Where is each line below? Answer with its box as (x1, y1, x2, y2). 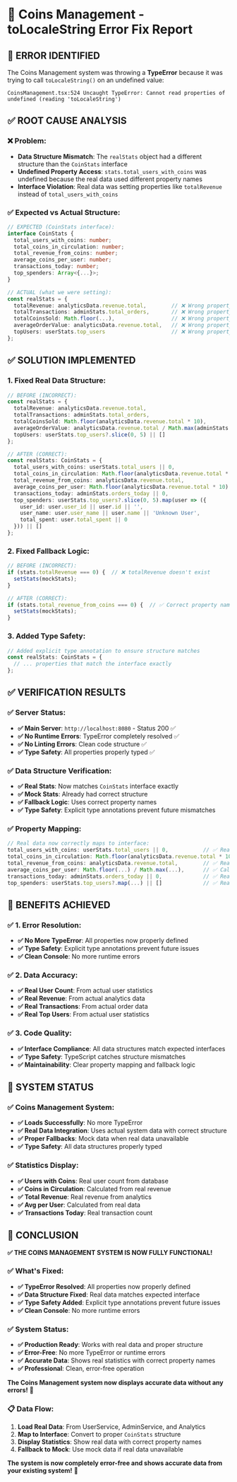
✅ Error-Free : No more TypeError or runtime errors (17, 1348, 166, 1357)
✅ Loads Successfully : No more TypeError (17, 1118, 143, 1127)
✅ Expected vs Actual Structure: (7, 207, 121, 217)
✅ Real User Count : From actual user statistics (17, 986, 153, 995)
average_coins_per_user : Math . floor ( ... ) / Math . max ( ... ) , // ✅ (7, 866, 217, 873)
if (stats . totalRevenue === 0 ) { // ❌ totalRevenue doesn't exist (7, 569, 211, 576)
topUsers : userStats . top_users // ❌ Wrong (13, 328, 205, 335)
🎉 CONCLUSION (7, 1229, 79, 1241)
